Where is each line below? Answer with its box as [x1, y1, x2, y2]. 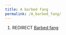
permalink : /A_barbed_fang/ [5, 12, 62, 16]
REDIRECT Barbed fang [12, 24, 59, 30]
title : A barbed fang [5, 7, 49, 12]
